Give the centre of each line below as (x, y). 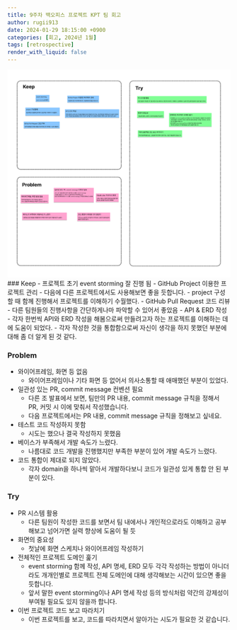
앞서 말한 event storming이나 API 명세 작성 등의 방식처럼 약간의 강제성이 (128, 592)
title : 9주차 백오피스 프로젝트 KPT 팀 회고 (64, 15)
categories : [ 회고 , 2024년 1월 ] (52, 38)
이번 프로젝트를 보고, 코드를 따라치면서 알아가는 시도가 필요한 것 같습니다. (129, 619)
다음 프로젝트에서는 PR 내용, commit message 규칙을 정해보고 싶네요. (125, 416)
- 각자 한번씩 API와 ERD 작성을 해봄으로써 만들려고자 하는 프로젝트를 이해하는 (114, 319)
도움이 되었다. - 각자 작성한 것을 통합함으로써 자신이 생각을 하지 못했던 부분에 (121, 328)
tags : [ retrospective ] (41, 45)
